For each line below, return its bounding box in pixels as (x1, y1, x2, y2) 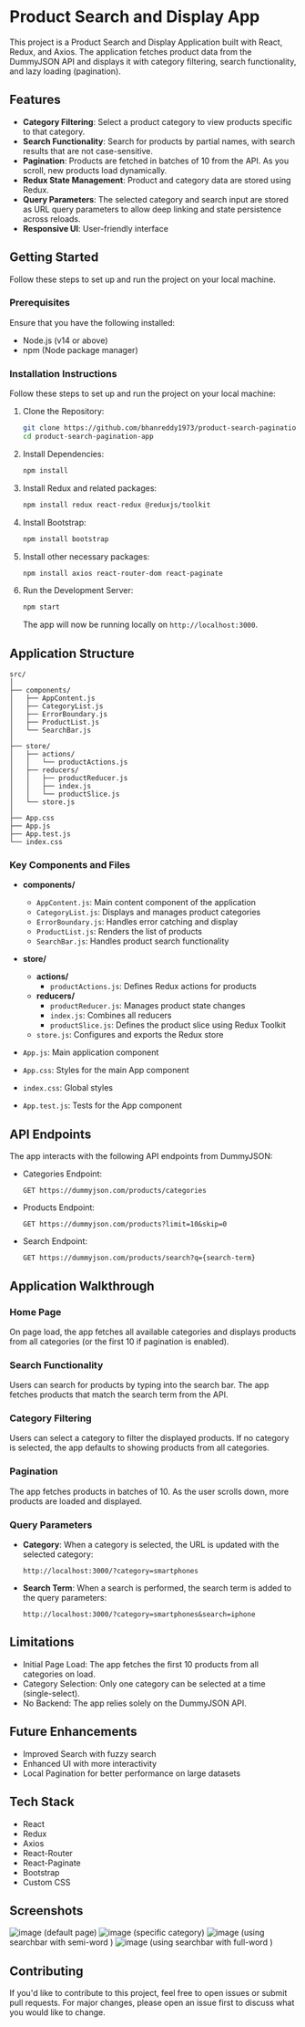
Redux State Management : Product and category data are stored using (22, 174, 291, 185)
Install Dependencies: (22, 448, 105, 459)
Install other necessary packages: (22, 550, 150, 562)
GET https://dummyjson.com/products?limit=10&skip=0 (22, 1220, 228, 1229)
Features (9, 92, 61, 108)
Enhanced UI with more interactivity (22, 1758, 158, 1769)
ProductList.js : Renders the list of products (36, 926, 203, 937)
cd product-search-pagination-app (22, 432, 154, 442)
